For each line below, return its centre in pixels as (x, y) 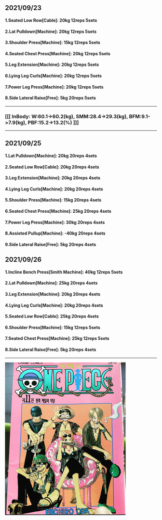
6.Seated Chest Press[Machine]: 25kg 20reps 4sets (58, 211)
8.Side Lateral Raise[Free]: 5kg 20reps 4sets (51, 349)
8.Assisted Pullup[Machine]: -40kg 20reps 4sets (55, 233)
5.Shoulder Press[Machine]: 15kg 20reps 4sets (53, 200)
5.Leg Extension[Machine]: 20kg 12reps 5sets (52, 64)
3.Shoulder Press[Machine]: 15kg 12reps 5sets (53, 43)
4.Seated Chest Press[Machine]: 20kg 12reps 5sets (58, 53)
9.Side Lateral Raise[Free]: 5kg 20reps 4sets (51, 244)
